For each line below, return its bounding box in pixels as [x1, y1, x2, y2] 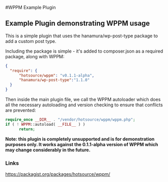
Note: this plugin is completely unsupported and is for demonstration [5, 135, 155, 142]
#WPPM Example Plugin [5, 5, 56, 10]
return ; [18, 126, 36, 132]
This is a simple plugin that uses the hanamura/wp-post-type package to [5, 33, 158, 39]
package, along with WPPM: [5, 53, 65, 59]
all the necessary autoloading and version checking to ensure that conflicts [5, 102, 163, 108]
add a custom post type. [5, 38, 57, 44]
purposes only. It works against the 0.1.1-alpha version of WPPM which [5, 141, 158, 147]
